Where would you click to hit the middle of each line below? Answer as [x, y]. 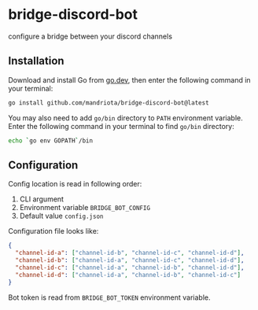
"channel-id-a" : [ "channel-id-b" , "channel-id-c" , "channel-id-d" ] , [130, 253]
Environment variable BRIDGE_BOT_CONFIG [85, 208]
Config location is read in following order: [75, 184]
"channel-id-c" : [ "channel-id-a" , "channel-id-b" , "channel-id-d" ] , [130, 268]
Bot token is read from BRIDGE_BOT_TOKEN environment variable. [109, 297]
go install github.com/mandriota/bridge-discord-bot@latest [109, 103]
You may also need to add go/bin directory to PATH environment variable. [125, 118]
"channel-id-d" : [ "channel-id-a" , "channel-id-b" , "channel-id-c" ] [128, 275]
